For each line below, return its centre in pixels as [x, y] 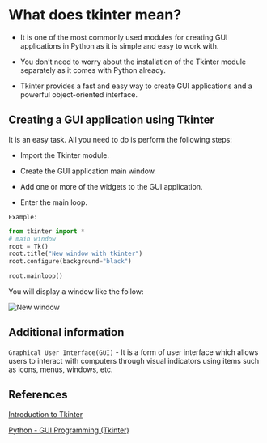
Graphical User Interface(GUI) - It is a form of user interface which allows [133, 352]
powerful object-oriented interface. [78, 94]
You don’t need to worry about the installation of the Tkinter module [133, 62]
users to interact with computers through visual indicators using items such [134, 360]
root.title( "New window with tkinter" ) [76, 254]
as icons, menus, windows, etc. [61, 369]
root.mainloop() [36, 276]
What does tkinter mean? [95, 15]
